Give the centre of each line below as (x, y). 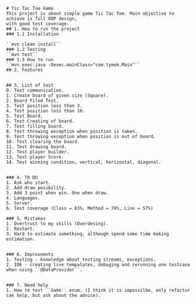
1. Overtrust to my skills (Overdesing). (58, 224)
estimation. (21, 239)
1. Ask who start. (28, 183)
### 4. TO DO (22, 177)
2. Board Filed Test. (33, 101)
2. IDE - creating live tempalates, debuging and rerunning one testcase (98, 265)
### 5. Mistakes (26, 218)
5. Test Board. (25, 116)
